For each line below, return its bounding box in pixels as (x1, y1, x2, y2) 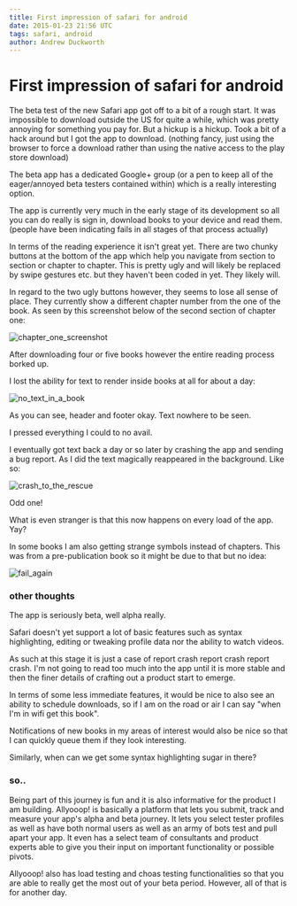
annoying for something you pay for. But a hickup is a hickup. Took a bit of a (9, 124, 286, 135)
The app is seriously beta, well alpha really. (9, 610, 166, 621)
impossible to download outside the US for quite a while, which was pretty (9, 114, 279, 125)
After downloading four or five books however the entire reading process (9, 349, 275, 360)
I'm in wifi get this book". (9, 709, 100, 719)
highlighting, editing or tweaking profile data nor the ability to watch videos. (9, 637, 285, 647)
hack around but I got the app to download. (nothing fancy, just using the (9, 134, 275, 144)
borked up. (9, 359, 49, 369)
